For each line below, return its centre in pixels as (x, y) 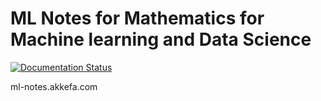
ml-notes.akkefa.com (54, 86)
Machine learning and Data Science (161, 39)
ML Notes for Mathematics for (137, 18)
